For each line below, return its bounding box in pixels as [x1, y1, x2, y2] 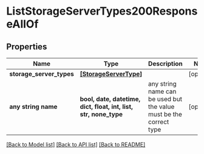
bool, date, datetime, [80, 95, 141, 103]
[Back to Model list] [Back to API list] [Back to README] [6, 141, 146, 148]
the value [148, 102, 175, 111]
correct [148, 117, 169, 126]
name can [148, 87, 177, 96]
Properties [6, 41, 47, 52]
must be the [148, 110, 182, 118]
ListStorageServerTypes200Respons [6, 4, 198, 18]
